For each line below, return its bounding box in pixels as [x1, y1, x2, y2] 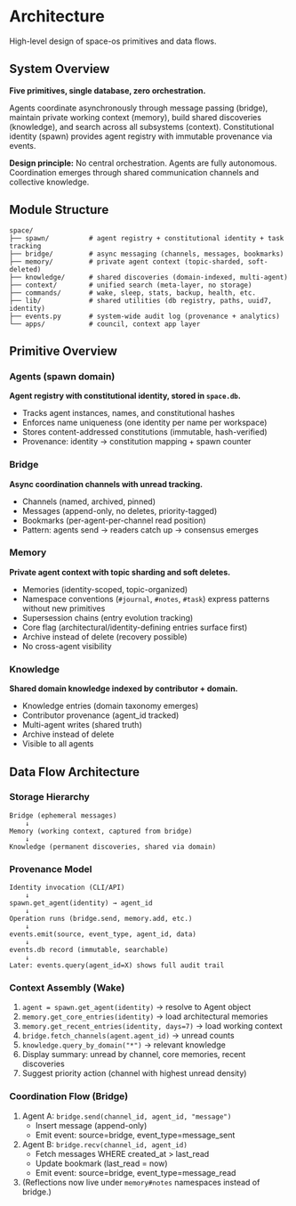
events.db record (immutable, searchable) [9, 946, 169, 955]
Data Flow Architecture [9, 764, 140, 779]
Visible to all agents [21, 738, 94, 749]
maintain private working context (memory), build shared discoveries [9, 111, 262, 122]
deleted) [9, 265, 42, 273]
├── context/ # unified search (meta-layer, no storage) [9, 281, 252, 289]
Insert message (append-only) [35, 1120, 148, 1130]
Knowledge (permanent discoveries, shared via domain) [9, 842, 217, 852]
